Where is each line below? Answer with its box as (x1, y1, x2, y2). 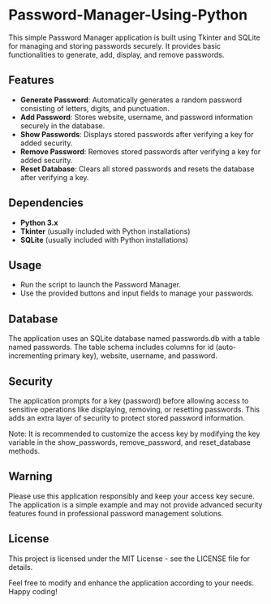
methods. (8, 447, 41, 455)
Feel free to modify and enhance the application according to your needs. (8, 578, 255, 588)
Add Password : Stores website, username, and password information (19, 112, 253, 122)
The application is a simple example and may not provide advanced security (8, 499, 263, 509)
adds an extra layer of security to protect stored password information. (8, 413, 246, 423)
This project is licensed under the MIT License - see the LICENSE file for (8, 554, 250, 563)
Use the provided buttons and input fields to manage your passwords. (19, 288, 254, 298)
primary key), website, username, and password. (54, 351, 217, 360)
